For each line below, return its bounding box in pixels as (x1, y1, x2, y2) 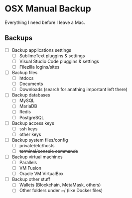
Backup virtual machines (11, 154, 63, 160)
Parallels (19, 160, 37, 165)
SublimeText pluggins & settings (19, 53, 85, 59)
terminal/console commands (19, 148, 78, 154)
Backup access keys (11, 120, 54, 126)
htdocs (19, 75, 34, 81)
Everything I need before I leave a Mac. (4, 19, 85, 25)
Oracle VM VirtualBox (19, 171, 64, 177)
